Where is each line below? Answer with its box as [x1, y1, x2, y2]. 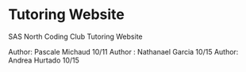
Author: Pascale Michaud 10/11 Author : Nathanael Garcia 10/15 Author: [8, 47, 239, 56]
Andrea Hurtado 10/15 [8, 55, 79, 65]
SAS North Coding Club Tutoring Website [8, 32, 143, 41]
